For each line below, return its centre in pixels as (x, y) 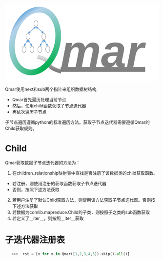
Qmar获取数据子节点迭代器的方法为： (43, 163)
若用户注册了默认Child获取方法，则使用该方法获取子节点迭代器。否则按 (83, 200)
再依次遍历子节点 (29, 112)
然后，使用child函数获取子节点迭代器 (49, 106)
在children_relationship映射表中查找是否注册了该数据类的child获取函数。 (85, 173)
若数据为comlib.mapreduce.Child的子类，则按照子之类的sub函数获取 (81, 212)
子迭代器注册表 (35, 240)
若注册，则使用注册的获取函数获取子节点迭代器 (59, 183)
